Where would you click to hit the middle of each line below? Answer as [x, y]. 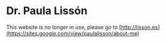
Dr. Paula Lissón [47, 11]
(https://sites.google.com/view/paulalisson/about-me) [73, 33]
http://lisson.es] [140, 27]
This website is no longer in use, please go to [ [64, 27]
